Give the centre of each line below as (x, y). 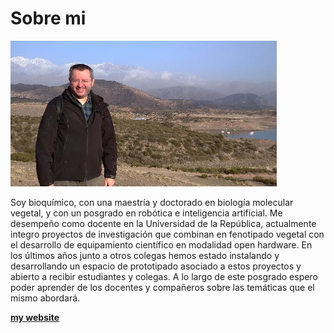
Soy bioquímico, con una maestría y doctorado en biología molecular (152, 202)
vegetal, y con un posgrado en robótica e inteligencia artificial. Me (146, 213)
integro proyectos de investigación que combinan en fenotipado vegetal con (167, 234)
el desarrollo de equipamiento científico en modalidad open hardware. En (161, 244)
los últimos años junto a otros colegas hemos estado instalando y (145, 255)
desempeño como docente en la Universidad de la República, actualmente (163, 223)
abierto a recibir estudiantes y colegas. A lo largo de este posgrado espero (164, 276)
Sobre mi (48, 18)
